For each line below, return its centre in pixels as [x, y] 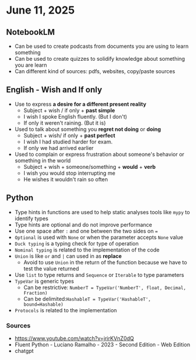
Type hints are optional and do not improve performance [83, 224]
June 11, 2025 [40, 10]
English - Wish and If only [54, 90]
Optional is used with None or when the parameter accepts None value [99, 237]
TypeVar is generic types [44, 281]
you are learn [31, 65]
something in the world [43, 161]
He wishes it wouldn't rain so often [66, 179]
